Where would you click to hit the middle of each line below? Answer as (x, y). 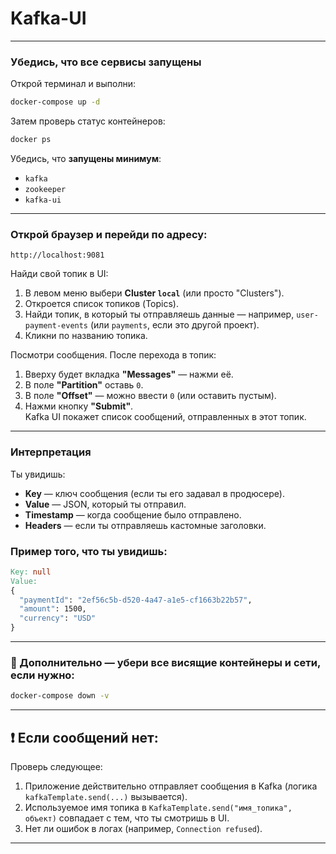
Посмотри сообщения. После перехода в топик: (113, 355)
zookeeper (45, 189)
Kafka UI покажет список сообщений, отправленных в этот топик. (165, 417)
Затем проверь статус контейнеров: (88, 121)
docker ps (31, 140)
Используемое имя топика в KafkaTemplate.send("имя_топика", (158, 807)
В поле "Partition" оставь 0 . (84, 385)
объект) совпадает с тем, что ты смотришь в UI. (127, 818)
